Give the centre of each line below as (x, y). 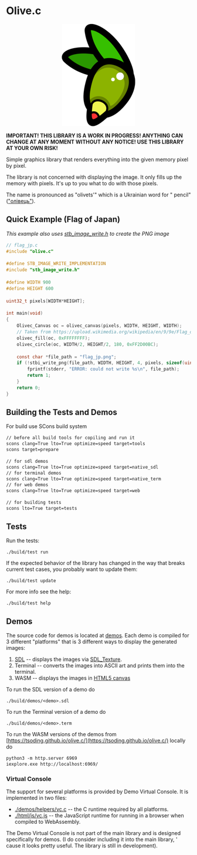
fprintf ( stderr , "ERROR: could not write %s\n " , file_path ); (103, 369)
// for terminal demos (34, 473)
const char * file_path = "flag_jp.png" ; (67, 357)
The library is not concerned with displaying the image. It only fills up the (94, 177)
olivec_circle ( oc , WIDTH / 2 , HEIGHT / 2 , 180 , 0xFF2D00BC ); (88, 344)
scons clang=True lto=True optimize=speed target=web (73, 491)
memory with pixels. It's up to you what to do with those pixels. (82, 183)
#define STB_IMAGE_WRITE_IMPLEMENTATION (56, 264)
